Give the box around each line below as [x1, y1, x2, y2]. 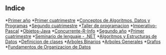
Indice [5, 4, 25, 12]
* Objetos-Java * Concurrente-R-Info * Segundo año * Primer [19, 27, 144, 34]
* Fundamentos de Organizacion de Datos [5, 43, 91, 49]
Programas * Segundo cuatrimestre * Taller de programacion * [5, 22, 133, 28]
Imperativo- [132, 22, 157, 28]
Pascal [5, 27, 19, 34]
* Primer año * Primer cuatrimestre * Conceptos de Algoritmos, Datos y [5, 17, 150, 23]
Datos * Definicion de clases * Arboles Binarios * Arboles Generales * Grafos [5, 38, 161, 44]
